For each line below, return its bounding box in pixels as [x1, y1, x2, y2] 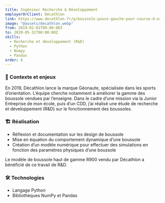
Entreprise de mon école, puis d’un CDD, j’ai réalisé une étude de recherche [5, 100, 158, 106]
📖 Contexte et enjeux [5, 74, 56, 81]
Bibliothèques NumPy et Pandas [12, 193, 78, 199]
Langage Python [12, 187, 46, 193]
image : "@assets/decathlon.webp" [5, 21, 74, 26]
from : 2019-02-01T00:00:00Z [5, 26, 63, 30]
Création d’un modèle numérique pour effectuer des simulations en [12, 142, 148, 147]
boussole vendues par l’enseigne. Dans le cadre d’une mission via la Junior [5, 95, 157, 101]
